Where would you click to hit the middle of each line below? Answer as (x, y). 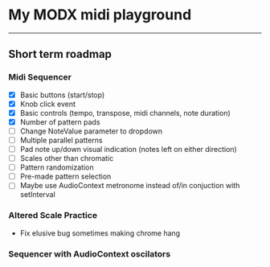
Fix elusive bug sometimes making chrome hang (100, 233)
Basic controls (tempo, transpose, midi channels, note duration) (125, 113)
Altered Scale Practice (53, 216)
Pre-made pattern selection (65, 177)
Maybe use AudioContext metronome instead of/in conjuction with (130, 186)
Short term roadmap (60, 54)
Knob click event (48, 104)
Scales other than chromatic (67, 158)
